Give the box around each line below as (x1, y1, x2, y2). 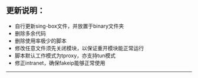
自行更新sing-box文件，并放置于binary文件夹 (14, 22, 124, 30)
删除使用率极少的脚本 (14, 37, 67, 44)
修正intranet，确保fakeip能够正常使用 (14, 59, 105, 66)
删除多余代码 (14, 30, 46, 37)
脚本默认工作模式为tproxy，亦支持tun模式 (14, 52, 116, 59)
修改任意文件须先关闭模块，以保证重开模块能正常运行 (14, 44, 144, 51)
